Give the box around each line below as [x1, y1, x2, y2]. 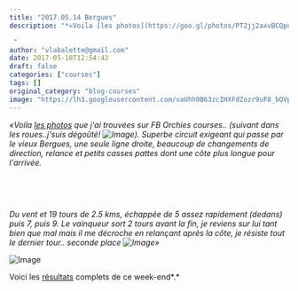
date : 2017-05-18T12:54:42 [9, 54, 109, 63]
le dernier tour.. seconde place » [9, 237, 160, 248]
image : [9, 95, 34, 104]
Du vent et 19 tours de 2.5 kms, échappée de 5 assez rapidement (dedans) [9, 208, 283, 219]
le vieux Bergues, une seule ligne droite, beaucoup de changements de [9, 138, 270, 149]
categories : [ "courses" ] [9, 70, 101, 80]
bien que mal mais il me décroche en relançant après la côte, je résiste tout [9, 227, 286, 238]
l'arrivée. [9, 157, 43, 168]
